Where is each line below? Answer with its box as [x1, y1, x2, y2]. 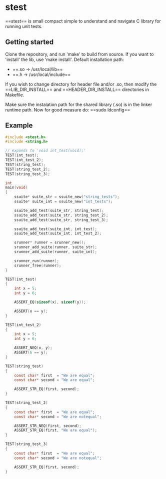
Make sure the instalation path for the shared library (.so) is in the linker [5, 101, 152, 107]
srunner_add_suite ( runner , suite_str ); [14, 244, 97, 250]
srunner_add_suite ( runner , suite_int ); [14, 249, 97, 254]
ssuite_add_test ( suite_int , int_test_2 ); [14, 231, 101, 236]
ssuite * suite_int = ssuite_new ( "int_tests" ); [14, 199, 113, 204]
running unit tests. [5, 23, 42, 29]
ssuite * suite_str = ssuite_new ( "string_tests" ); [14, 194, 120, 199]
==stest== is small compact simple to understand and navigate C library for [5, 18, 161, 24]
